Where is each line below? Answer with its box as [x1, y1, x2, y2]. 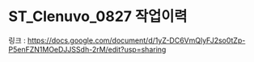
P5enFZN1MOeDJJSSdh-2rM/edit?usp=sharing [8, 44, 167, 54]
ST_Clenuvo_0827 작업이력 [8, 7, 188, 26]
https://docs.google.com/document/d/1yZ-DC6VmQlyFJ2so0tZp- [27, 35, 246, 45]
